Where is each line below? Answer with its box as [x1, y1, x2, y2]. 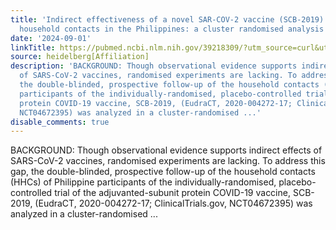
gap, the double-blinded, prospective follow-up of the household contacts [10, 166, 316, 178]
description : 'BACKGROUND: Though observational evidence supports [10, 61, 298, 71]
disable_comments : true [10, 117, 110, 127]
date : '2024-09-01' [10, 33, 92, 43]
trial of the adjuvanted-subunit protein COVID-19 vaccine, [54, 187, 291, 199]
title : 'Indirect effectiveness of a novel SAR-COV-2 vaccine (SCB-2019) [10, 14, 325, 25]
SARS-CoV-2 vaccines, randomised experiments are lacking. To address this [10, 155, 326, 167]
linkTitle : [10, 42, 56, 53]
